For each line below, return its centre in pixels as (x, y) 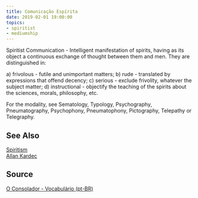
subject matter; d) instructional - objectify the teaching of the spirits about (96, 87)
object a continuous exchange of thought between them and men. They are (98, 57)
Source (20, 174)
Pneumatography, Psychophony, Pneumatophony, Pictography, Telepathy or (99, 111)
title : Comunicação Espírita (42, 11)
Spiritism (17, 149)
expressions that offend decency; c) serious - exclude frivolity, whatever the (99, 81)
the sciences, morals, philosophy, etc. (52, 93)
